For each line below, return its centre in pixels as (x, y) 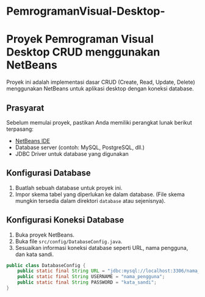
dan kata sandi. (34, 254)
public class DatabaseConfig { (46, 265)
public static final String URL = (61, 271)
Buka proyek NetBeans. (45, 235)
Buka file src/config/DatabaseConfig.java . (69, 241)
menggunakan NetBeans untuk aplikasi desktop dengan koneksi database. (100, 89)
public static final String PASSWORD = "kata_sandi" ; (87, 282)
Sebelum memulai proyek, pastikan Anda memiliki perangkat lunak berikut (99, 122)
